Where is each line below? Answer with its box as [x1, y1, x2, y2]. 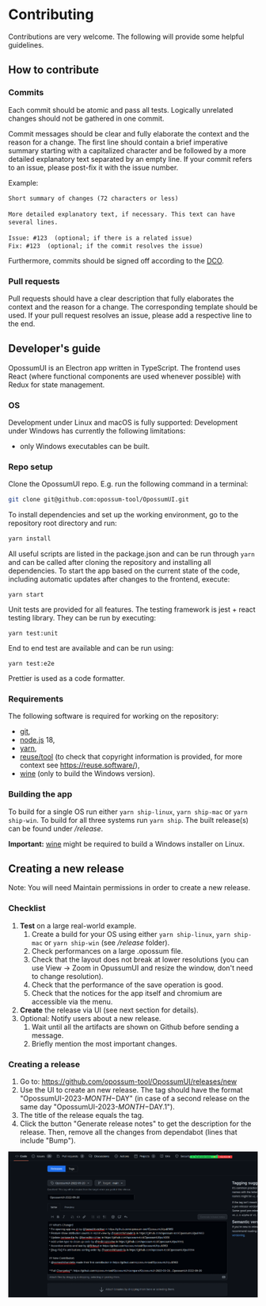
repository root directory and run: [8, 518, 117, 528]
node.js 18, [19, 736, 55, 745]
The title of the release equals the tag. [19, 1111, 144, 1120]
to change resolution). [31, 971, 104, 981]
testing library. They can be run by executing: [8, 613, 157, 623]
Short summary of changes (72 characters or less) [8, 194, 179, 202]
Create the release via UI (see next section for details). [19, 1005, 199, 1015]
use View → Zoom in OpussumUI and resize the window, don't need [31, 962, 253, 973]
